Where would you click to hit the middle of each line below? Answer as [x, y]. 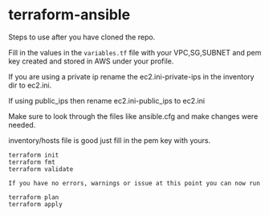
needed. [22, 124]
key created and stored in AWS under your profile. [91, 61]
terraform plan [34, 197]
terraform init [34, 155]
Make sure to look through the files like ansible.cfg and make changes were [133, 116]
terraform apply [35, 204]
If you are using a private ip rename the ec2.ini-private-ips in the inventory [131, 76]
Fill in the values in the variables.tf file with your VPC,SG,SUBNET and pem [135, 52]
